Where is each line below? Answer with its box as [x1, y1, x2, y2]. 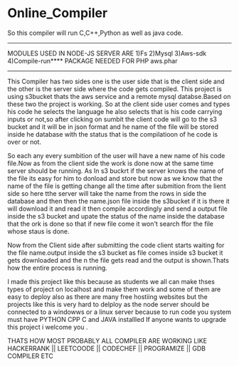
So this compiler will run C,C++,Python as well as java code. [7, 28, 184, 37]
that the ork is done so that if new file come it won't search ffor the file [7, 219, 214, 228]
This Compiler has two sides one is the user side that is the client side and [7, 77, 225, 85]
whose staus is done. [7, 226, 70, 236]
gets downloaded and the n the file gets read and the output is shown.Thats [7, 256, 230, 264]
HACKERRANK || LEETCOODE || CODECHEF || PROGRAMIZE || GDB [7, 344, 206, 352]
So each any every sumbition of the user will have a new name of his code [7, 151, 225, 160]
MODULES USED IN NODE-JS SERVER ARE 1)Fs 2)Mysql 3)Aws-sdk [7, 48, 207, 58]
